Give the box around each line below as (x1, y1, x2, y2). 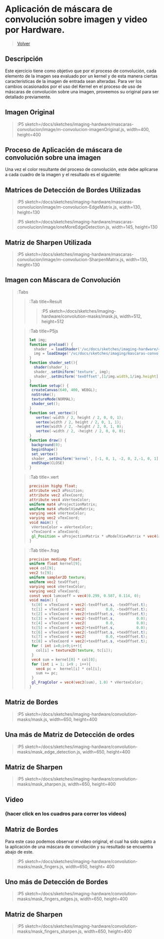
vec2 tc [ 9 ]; (29, 570, 54, 575)
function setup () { (29, 383, 69, 388)
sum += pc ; (36, 671, 58, 676)
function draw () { (29, 438, 67, 443)
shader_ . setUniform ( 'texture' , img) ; (33, 369, 111, 374)
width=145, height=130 (111, 224, 158, 230)
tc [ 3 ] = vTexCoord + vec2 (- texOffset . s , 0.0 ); (31, 616, 148, 621)
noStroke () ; (31, 392, 56, 397)
